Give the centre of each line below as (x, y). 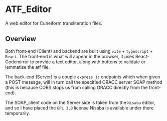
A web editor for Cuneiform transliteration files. (54, 23)
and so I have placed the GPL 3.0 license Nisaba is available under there (79, 108)
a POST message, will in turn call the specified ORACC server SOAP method (84, 82)
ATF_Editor (28, 9)
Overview (21, 39)
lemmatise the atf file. (28, 67)
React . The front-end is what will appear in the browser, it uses (70, 56)
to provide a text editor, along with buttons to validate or (88, 62)
